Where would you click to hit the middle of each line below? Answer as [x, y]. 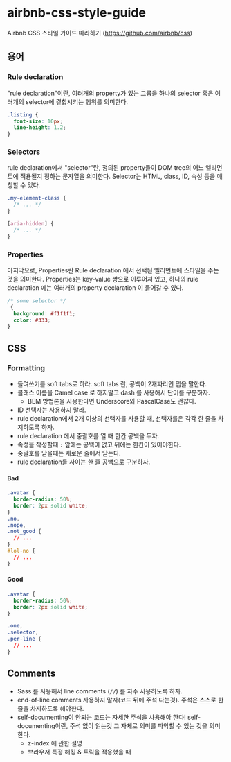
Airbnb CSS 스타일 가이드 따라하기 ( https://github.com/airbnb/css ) [100, 33]
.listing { [23, 115]
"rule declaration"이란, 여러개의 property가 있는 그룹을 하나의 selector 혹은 [110, 93]
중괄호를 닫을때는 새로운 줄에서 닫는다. [69, 453]
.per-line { [24, 639]
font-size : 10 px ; [38, 121]
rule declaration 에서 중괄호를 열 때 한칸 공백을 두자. [88, 436]
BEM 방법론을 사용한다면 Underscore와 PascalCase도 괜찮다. [112, 401]
